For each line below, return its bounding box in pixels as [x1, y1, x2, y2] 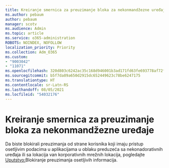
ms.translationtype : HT [5, 78, 55, 83]
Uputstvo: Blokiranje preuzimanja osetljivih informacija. [5, 157, 118, 163]
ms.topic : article [5, 31, 44, 36]
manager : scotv [5, 21, 37, 27]
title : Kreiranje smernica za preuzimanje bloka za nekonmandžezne [5, 7, 150, 13]
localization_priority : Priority [5, 45, 75, 50]
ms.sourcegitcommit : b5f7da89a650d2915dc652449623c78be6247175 [5, 73, 141, 78]
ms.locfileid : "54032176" [5, 92, 59, 97]
